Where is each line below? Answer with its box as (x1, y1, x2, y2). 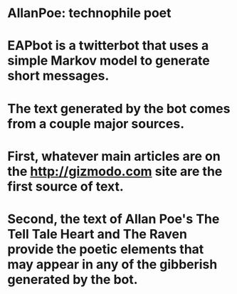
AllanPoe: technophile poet (7, 5, 172, 21)
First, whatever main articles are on (7, 148, 221, 164)
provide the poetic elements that (7, 241, 204, 257)
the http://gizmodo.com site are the (7, 163, 223, 179)
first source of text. (7, 178, 125, 194)
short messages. (7, 68, 110, 84)
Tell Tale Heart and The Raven (7, 226, 187, 242)
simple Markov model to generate (7, 53, 210, 69)
